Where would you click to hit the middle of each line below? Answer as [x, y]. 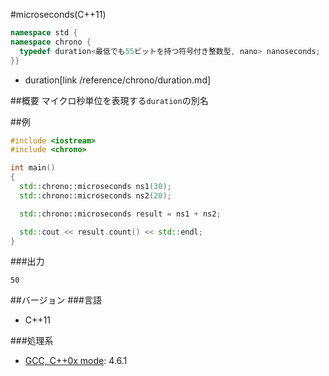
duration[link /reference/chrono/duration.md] [118, 80]
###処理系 [32, 341]
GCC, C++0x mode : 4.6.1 [76, 361]
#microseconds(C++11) [58, 14]
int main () [33, 168]
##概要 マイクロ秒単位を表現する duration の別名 [109, 100]
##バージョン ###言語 [56, 300]
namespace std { [44, 33]
